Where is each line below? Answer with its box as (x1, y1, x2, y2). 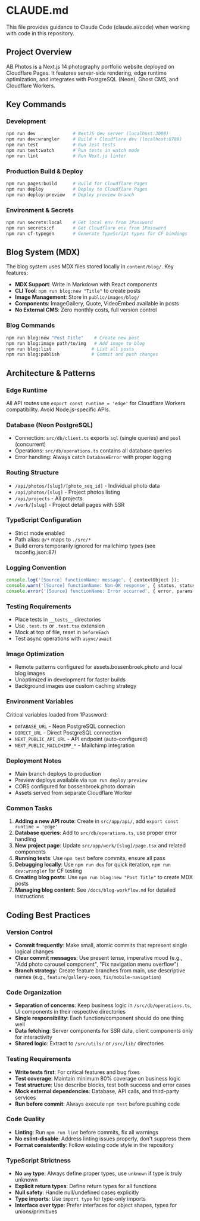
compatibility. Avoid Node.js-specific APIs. (6, 406, 111, 413)
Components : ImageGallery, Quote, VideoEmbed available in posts (14, 300, 180, 307)
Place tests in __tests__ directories (14, 616, 101, 623)
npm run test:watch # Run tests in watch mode (6, 148, 140, 154)
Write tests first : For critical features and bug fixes (14, 1068, 140, 1076)
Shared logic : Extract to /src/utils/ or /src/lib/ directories (14, 1040, 164, 1047)
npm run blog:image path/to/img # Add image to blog (6, 340, 145, 347)
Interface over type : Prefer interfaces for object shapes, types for (14, 1202, 177, 1209)
